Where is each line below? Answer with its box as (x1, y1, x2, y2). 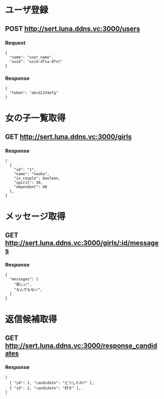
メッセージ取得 (5, 211, 66, 222)
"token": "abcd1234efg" (9, 90, 58, 95)
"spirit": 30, (14, 180, 43, 185)
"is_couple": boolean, (14, 176, 61, 181)
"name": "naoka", (14, 171, 50, 177)
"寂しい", (14, 282, 32, 287)
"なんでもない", (14, 287, 43, 292)
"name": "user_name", (9, 55, 54, 60)
